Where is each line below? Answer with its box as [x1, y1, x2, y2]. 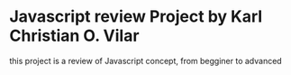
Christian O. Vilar [9, 25, 140, 46]
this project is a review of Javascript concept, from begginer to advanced [9, 55, 282, 66]
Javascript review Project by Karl [9, 6, 263, 27]
